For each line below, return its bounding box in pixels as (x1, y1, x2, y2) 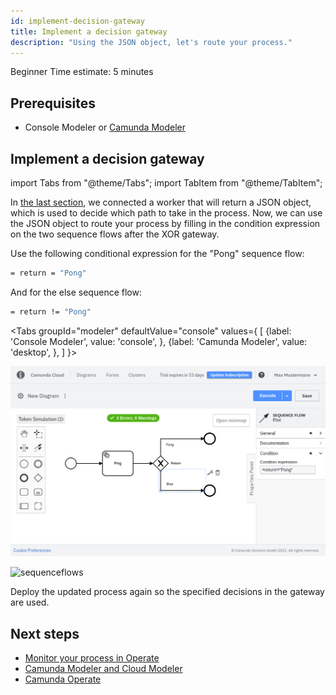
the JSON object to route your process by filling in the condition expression (10, 218, 321, 229)
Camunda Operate (24, 673, 102, 685)
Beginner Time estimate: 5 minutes (10, 66, 154, 78)
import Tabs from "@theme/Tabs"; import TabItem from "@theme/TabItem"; (10, 177, 323, 189)
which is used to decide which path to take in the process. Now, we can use (10, 207, 323, 219)
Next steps (10, 625, 80, 642)
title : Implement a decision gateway (10, 26, 168, 37)
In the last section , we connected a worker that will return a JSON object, (10, 196, 312, 208)
